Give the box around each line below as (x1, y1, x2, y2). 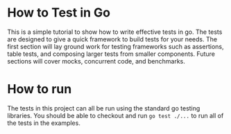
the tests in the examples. (7, 119, 81, 127)
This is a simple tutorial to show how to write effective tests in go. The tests (7, 28, 223, 36)
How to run (7, 82, 72, 97)
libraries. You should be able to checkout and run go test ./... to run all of (7, 111, 224, 119)
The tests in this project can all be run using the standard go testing (7, 104, 200, 112)
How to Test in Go (7, 5, 111, 21)
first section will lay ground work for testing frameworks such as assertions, (7, 42, 224, 50)
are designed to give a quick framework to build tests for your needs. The (7, 35, 217, 43)
